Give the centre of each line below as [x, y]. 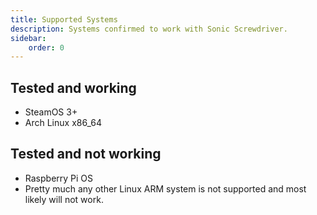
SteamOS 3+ [51, 112]
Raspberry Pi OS [59, 178]
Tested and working [73, 87]
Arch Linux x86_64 [63, 123]
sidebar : [28, 38]
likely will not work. [64, 199]
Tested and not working [86, 154]
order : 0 [46, 47]
